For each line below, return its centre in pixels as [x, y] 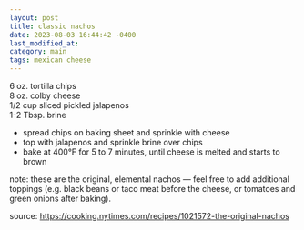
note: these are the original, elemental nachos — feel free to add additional [149, 179]
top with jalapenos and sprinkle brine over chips [112, 142]
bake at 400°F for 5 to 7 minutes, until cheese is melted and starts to [151, 152]
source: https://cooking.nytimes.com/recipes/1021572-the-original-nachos [149, 216]
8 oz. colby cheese [45, 95]
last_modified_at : [44, 43]
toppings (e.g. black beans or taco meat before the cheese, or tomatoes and [152, 189]
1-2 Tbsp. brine [38, 115]
